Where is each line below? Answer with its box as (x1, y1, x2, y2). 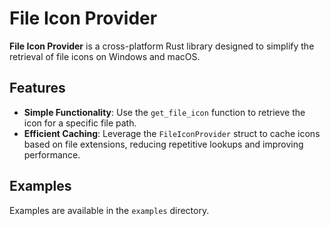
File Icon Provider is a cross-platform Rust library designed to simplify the (9, 40, 315, 52)
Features (9, 80, 66, 97)
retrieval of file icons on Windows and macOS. (9, 50, 201, 62)
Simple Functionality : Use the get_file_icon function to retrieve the (23, 106, 306, 118)
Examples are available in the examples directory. (9, 204, 210, 216)
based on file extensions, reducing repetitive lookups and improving (23, 138, 304, 150)
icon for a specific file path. (23, 117, 137, 129)
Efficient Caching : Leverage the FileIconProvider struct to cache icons (23, 127, 321, 139)
